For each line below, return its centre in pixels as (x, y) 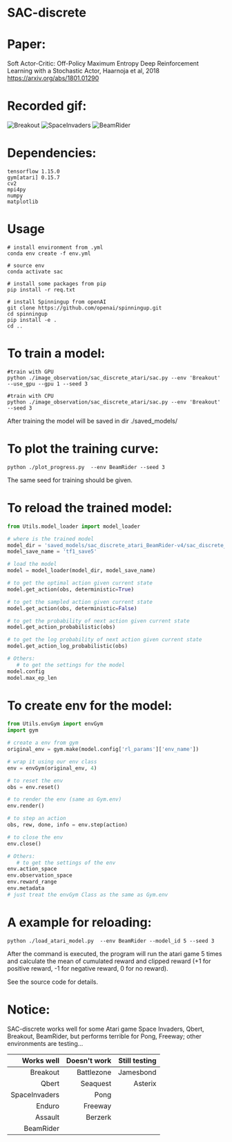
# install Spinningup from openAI (57, 302)
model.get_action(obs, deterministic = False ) (72, 608)
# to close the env (35, 837)
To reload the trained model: (90, 508)
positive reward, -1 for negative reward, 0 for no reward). (88, 968)
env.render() (26, 806)
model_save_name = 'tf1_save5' (52, 552)
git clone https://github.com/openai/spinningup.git (85, 308)
